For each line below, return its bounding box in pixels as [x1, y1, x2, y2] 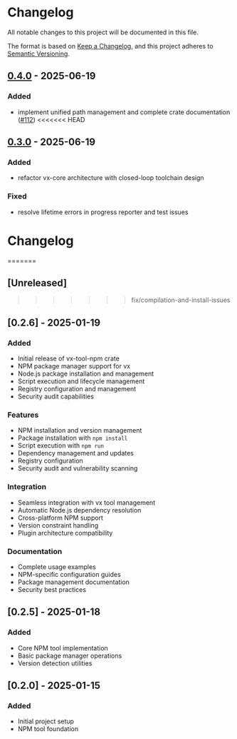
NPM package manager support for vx [17, 362, 130, 371]
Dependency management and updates [17, 449, 134, 458]
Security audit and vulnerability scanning [17, 464, 138, 473]
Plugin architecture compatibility [17, 528, 113, 537]
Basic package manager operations [17, 651, 122, 660]
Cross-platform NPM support [17, 513, 103, 522]
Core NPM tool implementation [17, 643, 108, 652]
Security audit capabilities [17, 392, 95, 401]
